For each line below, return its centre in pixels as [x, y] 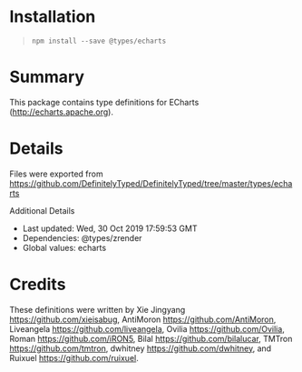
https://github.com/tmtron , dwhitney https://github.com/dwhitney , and [141, 348]
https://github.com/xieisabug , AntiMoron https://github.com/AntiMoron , [143, 319]
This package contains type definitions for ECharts [104, 102]
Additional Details [42, 210]
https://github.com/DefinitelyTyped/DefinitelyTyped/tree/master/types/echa [151, 183]
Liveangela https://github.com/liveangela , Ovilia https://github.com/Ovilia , [147, 328]
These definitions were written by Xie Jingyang [97, 309]
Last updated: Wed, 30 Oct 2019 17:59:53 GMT [110, 228]
